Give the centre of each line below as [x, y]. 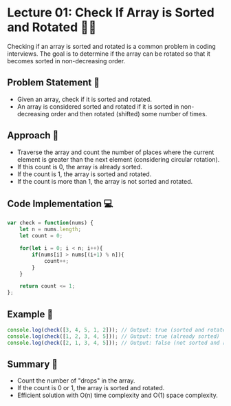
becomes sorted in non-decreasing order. [66, 61]
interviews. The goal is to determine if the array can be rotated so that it [109, 54]
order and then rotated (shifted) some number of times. [129, 114]
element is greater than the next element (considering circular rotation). [118, 159]
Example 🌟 [30, 314]
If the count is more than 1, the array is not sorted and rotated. [105, 181]
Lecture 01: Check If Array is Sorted [111, 13]
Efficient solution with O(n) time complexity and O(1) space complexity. [117, 395]
